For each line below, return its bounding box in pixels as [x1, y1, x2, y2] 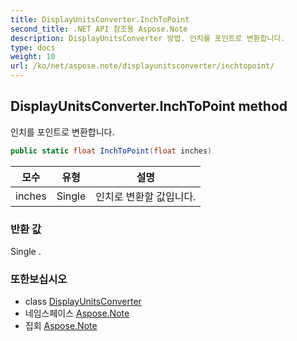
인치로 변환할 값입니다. [95, 189, 197, 203]
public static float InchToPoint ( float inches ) [10, 146, 213, 156]
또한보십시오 [10, 272, 68, 286]
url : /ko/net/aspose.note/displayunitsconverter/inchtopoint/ [10, 61, 275, 71]
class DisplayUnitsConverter [24, 296, 142, 308]
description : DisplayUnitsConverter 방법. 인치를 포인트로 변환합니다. [10, 33, 286, 43]
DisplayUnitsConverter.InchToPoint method [10, 98, 288, 115]
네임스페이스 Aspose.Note [24, 307, 130, 320]
